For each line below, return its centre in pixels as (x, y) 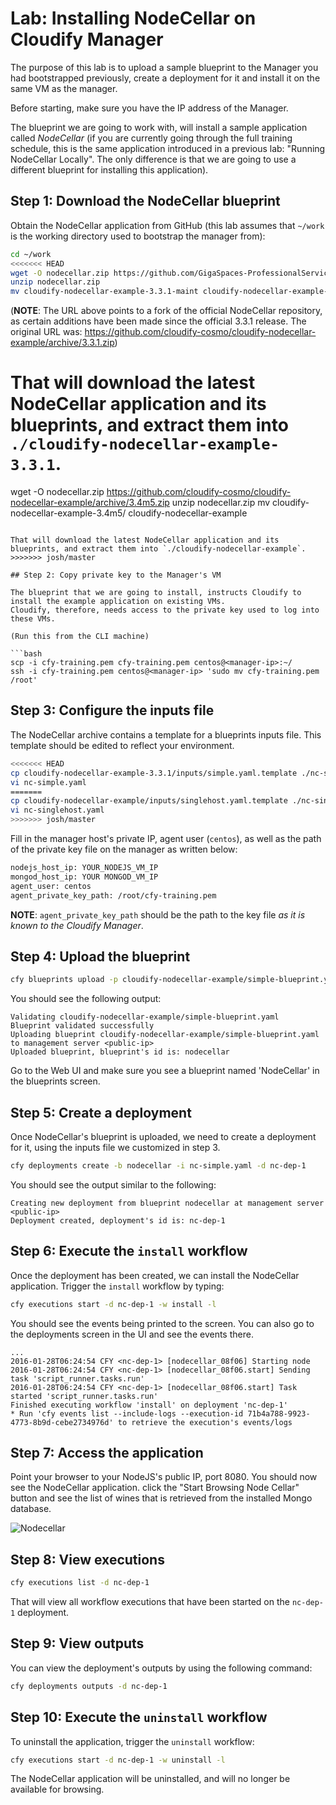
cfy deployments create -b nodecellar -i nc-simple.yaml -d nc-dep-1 (158, 1166)
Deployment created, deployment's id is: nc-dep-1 (118, 1220)
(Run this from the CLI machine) (80, 637)
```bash (26, 654)
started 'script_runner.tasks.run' (84, 1396)
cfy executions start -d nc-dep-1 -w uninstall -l (118, 1760)
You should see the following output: (86, 999)
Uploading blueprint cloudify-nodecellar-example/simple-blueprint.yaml (165, 1035)
